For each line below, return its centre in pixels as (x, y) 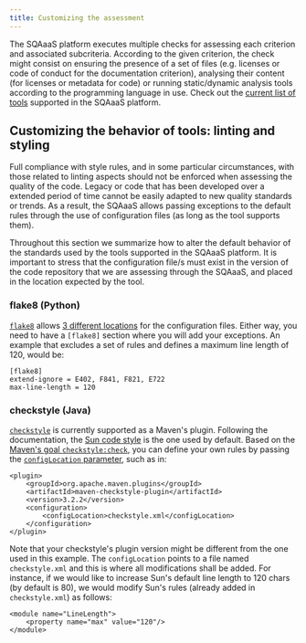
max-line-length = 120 (53, 387)
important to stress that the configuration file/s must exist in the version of (149, 262)
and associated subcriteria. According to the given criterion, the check (142, 53)
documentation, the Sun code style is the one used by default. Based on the (152, 440)
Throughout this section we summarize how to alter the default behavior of (150, 243)
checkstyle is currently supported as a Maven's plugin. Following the (139, 430)
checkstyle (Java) (50, 410)
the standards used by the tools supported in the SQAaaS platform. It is (143, 253)
